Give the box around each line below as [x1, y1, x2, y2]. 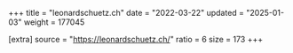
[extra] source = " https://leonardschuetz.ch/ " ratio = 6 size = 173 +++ [8, 34, 264, 44]
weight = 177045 [23, 17, 85, 27]
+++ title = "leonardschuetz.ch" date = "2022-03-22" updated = [8, 8, 245, 18]
